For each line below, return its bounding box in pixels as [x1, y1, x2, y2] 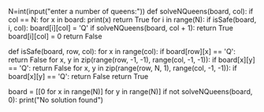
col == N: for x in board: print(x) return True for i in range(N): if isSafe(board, [8, 15, 257, 24]
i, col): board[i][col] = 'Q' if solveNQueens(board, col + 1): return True [8, 23, 234, 32]
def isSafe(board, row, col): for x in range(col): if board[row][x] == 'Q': [8, 47, 236, 56]
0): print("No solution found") [8, 96, 104, 104]
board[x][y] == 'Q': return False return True [8, 72, 149, 81]
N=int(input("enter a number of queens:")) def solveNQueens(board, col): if [8, 7, 254, 16]
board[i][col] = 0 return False [8, 31, 102, 41]
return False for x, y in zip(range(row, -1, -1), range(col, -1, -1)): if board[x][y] [8, 55, 256, 64]
